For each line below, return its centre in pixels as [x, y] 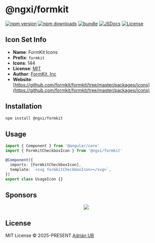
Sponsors [21, 195]
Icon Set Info [26, 40]
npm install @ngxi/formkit [34, 118]
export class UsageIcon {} [34, 179]
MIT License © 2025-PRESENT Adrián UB [50, 235]
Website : [22, 79]
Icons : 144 [24, 63]
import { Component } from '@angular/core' [53, 146]
